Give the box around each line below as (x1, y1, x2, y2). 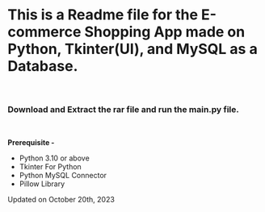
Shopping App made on (83, 23, 246, 41)
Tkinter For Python (19, 162, 82, 172)
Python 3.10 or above (19, 153, 90, 163)
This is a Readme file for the (7, 6, 199, 24)
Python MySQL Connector (19, 171, 107, 181)
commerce (7, 23, 82, 41)
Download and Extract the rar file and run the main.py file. (7, 103, 239, 114)
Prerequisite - (7, 138, 55, 148)
